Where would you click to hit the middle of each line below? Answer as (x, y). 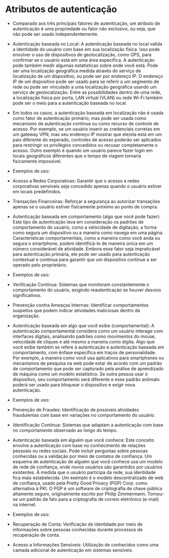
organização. (26, 316)
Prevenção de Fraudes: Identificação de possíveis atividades (76, 410)
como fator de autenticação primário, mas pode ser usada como (79, 118)
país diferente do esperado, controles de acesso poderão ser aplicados (87, 140)
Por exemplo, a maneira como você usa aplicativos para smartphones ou (88, 358)
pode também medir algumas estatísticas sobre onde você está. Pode (85, 65)
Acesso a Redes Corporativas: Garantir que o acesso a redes (76, 181)
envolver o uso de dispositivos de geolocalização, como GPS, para (82, 55)
